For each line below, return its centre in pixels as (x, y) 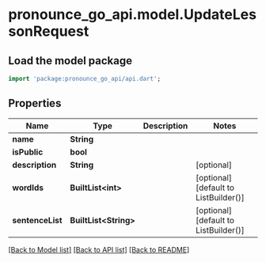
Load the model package (70, 61)
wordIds (28, 188)
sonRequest (49, 31)
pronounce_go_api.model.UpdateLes (133, 15)
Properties (35, 103)
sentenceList (37, 220)
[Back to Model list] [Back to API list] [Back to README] (99, 249)
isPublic (28, 152)
